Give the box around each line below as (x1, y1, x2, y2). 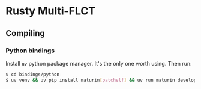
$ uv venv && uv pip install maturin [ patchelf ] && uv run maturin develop (5, 77, 197, 83)
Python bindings (5, 46, 55, 55)
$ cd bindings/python (5, 71, 60, 78)
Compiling (5, 28, 46, 38)
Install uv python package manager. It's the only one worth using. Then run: (5, 60, 192, 67)
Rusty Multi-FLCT (5, 4, 96, 18)
